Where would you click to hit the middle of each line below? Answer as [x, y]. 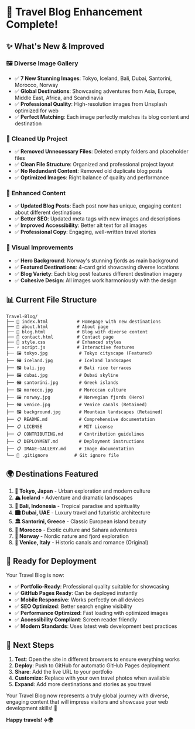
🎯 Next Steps [30, 645]
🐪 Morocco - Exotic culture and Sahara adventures [76, 530]
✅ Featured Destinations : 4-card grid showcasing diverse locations [97, 267]
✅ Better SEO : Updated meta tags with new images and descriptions [97, 219]
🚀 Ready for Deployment [51, 561]
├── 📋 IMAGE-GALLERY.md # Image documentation [70, 449]
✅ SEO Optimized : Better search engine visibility [73, 606]
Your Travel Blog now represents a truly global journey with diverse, [88, 695]
